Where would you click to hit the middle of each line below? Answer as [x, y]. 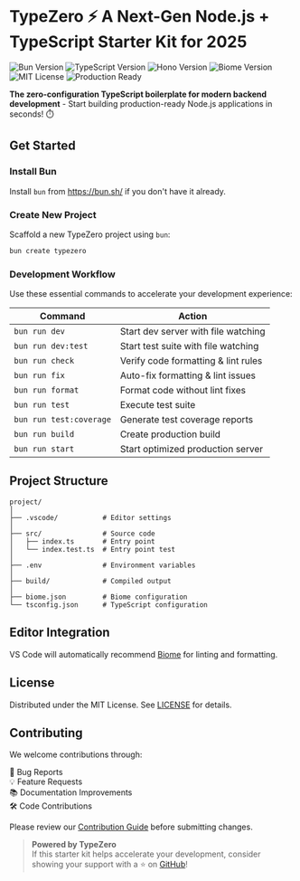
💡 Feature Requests [46, 782]
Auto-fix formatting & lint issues [187, 375]
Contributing [46, 733]
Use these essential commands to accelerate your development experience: [151, 294]
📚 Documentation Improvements [71, 792]
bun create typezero [48, 251]
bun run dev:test [51, 346]
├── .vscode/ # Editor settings [90, 517]
